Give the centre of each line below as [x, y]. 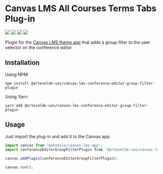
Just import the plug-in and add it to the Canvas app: [58, 136]
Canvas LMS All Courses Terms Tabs [81, 9]
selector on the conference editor [39, 47]
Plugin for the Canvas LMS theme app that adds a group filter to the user [78, 42]
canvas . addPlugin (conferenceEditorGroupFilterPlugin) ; [62, 158]
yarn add [14, 105]
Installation [22, 63]
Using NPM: [17, 74]
